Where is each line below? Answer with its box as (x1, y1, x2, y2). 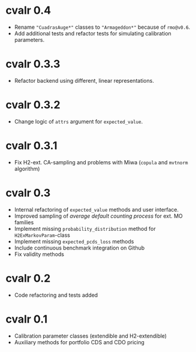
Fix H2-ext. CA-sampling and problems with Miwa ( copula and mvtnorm (14, 158, 188, 166)
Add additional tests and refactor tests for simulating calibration (14, 29, 171, 37)
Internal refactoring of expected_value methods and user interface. (14, 206, 179, 213)
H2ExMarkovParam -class (14, 231, 70, 239)
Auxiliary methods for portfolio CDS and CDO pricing (14, 338, 145, 345)
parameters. (14, 36, 45, 43)
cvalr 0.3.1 (5, 139, 58, 152)
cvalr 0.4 (5, 4, 52, 17)
